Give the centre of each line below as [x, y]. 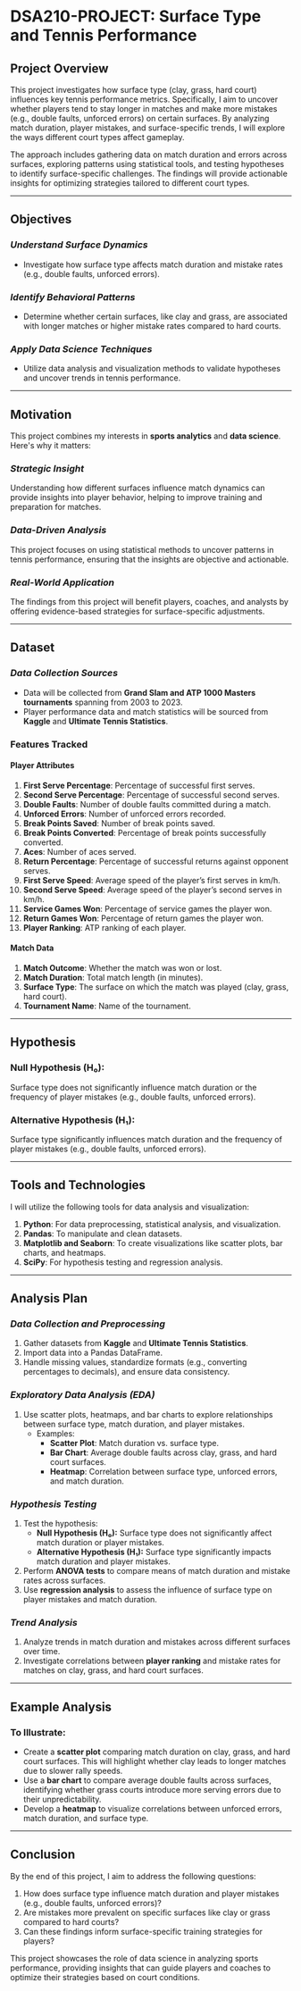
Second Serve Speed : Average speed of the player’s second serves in [152, 890]
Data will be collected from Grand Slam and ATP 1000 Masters [139, 692]
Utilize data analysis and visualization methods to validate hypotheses [151, 369]
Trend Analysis [44, 1623]
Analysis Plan [49, 1298]
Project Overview [59, 68]
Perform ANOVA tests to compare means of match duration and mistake [157, 1571]
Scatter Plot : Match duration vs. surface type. [134, 1443]
